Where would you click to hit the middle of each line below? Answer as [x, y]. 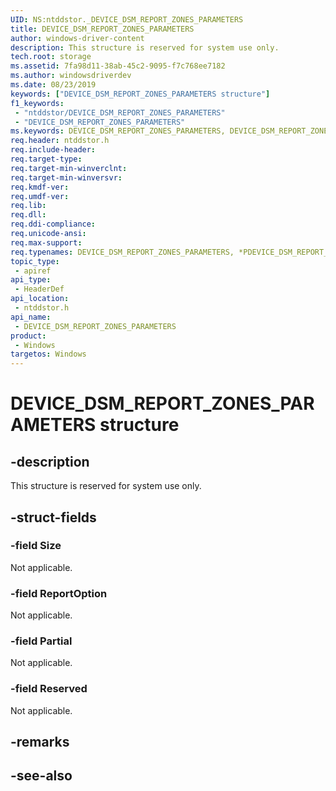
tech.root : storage [51, 57]
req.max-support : [46, 242]
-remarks [40, 742]
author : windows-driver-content [77, 38]
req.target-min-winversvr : [66, 177]
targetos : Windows [48, 354]
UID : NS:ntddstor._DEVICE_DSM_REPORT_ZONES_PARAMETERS [127, 19]
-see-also [41, 776]
